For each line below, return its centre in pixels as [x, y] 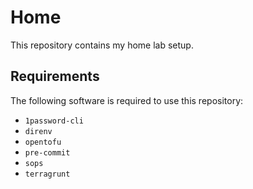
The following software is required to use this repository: [127, 100]
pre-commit [47, 152]
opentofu [43, 142]
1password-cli [54, 121]
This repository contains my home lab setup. [102, 45]
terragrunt [47, 174]
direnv [38, 131]
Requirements [55, 76]
